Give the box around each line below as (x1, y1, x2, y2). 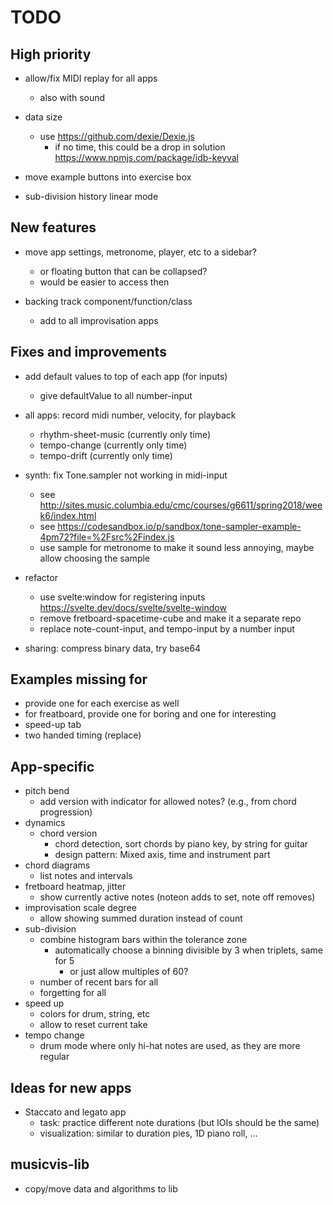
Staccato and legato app (24, 1106, 127, 1118)
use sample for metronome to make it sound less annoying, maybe (39, 541, 315, 553)
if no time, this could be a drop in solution (54, 141, 226, 153)
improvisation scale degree (24, 902, 137, 914)
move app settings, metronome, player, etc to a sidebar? (24, 246, 258, 258)
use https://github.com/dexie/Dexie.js (39, 131, 195, 142)
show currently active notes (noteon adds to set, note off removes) (39, 891, 316, 903)
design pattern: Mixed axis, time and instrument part (54, 849, 271, 861)
